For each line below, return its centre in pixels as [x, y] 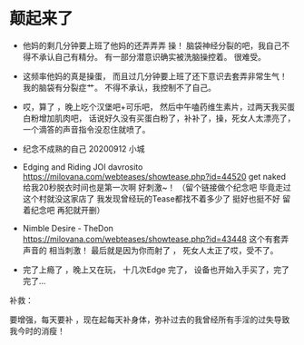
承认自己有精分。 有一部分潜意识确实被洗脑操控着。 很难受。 [152, 56]
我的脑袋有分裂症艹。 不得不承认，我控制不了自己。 [119, 87]
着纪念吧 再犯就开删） [64, 210]
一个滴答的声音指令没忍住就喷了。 [86, 129]
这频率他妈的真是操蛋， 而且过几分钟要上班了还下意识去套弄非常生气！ [155, 76]
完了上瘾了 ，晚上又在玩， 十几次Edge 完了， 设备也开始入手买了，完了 [156, 270]
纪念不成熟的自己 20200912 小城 [83, 148]
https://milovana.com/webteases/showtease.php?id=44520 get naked [154, 176]
